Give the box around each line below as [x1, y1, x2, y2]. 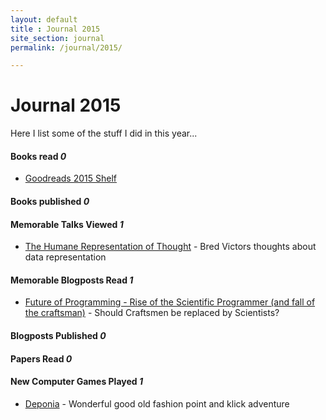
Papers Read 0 [10, 352, 73, 365]
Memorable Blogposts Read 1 [10, 274, 134, 286]
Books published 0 [10, 195, 90, 207]
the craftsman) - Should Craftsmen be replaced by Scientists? [24, 307, 280, 319]
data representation [24, 251, 107, 263]
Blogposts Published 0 [10, 329, 107, 341]
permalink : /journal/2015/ [10, 42, 123, 53]
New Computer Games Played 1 [10, 376, 144, 388]
